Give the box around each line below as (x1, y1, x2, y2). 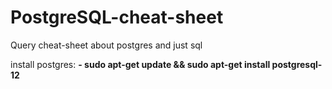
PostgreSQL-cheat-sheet (10, 6, 224, 29)
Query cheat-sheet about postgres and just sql (10, 39, 203, 51)
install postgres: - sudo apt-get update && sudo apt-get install (10, 58, 271, 70)
